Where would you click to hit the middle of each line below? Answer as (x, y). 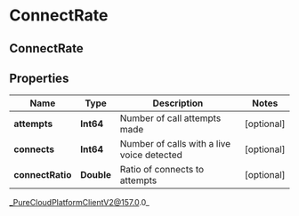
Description (178, 103)
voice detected (151, 155)
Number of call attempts (170, 118)
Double (95, 175)
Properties (39, 78)
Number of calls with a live (175, 144)
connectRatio (43, 175)
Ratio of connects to (162, 170)
